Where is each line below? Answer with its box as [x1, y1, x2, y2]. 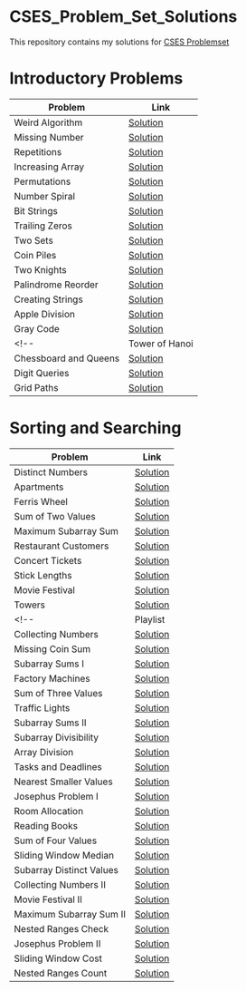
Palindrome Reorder [14, 278, 99, 291]
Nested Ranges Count [14, 967, 108, 979]
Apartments [14, 481, 64, 493]
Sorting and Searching [9, 418, 182, 439]
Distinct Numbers [14, 465, 89, 478]
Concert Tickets [14, 554, 82, 567]
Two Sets [14, 234, 54, 247]
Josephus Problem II [14, 937, 101, 949]
